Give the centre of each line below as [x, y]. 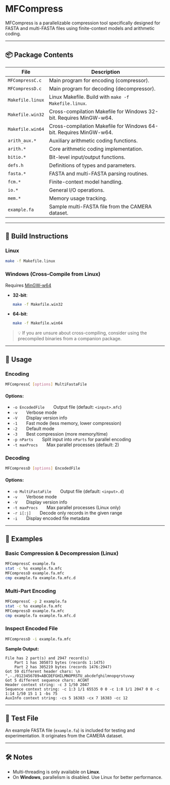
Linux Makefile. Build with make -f [89, 97]
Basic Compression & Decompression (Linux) [62, 553]
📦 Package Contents [39, 55]
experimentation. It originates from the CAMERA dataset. [64, 736]
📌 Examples [24, 539]
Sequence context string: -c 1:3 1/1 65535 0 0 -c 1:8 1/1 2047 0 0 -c [82, 689]
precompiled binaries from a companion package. [70, 339]
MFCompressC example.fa [30, 564]
